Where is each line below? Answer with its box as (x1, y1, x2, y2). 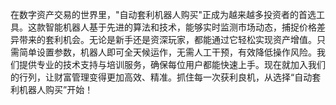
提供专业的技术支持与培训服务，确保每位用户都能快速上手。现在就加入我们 (18, 59, 326, 70)
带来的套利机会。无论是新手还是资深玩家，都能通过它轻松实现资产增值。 (18, 34, 317, 45)
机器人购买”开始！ (18, 84, 94, 95)
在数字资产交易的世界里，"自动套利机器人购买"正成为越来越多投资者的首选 (10, 9, 317, 20)
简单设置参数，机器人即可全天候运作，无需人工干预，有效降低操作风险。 (18, 46, 317, 58)
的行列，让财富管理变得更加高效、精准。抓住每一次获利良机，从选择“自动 (10, 71, 313, 83)
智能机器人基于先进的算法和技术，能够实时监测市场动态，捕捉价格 (44, 21, 317, 33)
